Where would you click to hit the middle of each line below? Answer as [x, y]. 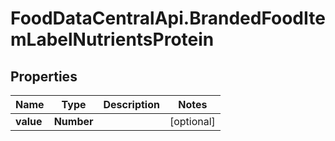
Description [131, 104]
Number [73, 121]
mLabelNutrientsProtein [112, 39]
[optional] [192, 121]
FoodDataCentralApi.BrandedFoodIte [168, 18]
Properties [44, 76]
